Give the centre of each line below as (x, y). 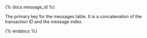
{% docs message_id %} (30, 7)
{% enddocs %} (21, 31)
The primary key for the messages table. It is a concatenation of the (73, 16)
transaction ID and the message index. (44, 22)
